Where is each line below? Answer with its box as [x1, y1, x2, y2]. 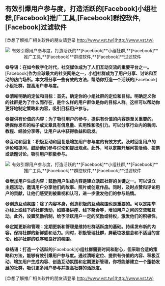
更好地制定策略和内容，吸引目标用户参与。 [5, 105, 91, 111]
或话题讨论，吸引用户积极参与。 [5, 151, 70, 157]
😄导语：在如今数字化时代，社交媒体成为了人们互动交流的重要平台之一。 [5, 64, 152, 70]
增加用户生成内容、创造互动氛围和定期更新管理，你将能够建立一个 [13, 258, 147, 264]
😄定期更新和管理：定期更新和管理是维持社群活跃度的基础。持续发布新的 [5, 223, 152, 229]
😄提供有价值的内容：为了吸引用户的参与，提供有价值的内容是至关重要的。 [5, 116, 156, 122]
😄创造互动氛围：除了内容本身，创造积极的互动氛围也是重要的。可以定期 [5, 201, 152, 207]
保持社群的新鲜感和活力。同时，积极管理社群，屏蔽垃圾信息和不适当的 [13, 229, 156, 235]
